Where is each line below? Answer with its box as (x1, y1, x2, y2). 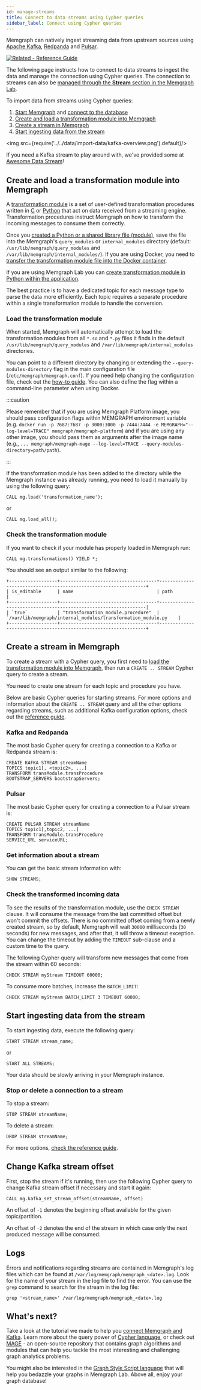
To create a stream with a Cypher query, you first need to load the (6, 658, 169, 665)
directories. (6, 347, 35, 355)
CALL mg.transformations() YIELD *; (6, 555, 98, 562)
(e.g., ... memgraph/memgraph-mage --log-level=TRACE (6, 440, 139, 447)
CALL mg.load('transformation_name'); (6, 494, 103, 500)
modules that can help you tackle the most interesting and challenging (6, 1347, 180, 1354)
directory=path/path (6, 447, 58, 453)
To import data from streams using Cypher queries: (6, 97, 133, 104)
